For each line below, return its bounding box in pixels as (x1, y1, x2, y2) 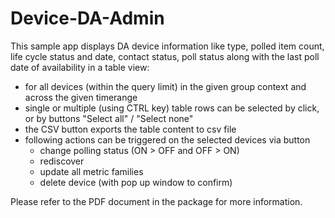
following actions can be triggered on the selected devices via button (24, 133, 311, 146)
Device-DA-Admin (10, 7, 165, 30)
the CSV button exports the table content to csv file (24, 123, 237, 135)
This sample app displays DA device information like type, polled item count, (10, 40, 325, 52)
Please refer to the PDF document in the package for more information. (10, 195, 303, 207)
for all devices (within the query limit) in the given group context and (24, 80, 307, 92)
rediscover (39, 155, 85, 167)
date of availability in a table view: (10, 61, 150, 73)
